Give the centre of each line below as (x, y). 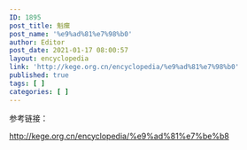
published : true (39, 75)
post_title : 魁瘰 (40, 26)
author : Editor (37, 42)
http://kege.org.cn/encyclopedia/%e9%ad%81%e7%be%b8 (120, 136)
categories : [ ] (39, 91)
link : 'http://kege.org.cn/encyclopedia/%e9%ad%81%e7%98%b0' (124, 67)
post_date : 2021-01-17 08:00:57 (69, 51)
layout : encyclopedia (49, 59)
